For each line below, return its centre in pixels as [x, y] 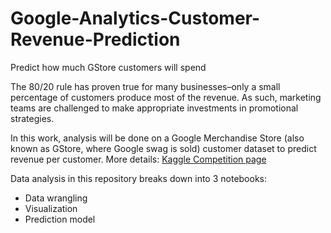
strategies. [32, 118]
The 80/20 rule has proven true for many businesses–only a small [145, 86]
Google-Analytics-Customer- [135, 18]
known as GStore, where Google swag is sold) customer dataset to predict [163, 148]
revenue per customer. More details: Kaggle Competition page [138, 159]
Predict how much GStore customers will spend [108, 67]
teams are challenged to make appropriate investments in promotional [154, 108]
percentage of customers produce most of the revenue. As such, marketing [166, 97]
